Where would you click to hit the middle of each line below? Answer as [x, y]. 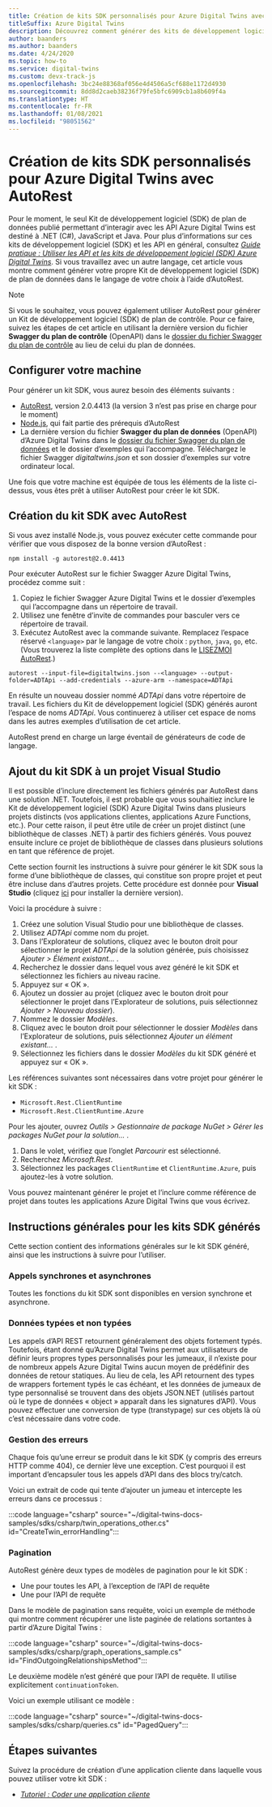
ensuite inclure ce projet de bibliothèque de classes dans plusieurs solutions [136, 843]
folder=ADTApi [32, 681]
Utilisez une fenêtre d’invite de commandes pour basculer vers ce [130, 615]
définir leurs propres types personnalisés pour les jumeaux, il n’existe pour [133, 1358]
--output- [217, 673]
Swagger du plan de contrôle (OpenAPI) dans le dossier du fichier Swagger [135, 336]
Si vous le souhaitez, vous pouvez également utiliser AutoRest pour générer [135, 310]
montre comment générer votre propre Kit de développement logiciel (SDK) [134, 270]
